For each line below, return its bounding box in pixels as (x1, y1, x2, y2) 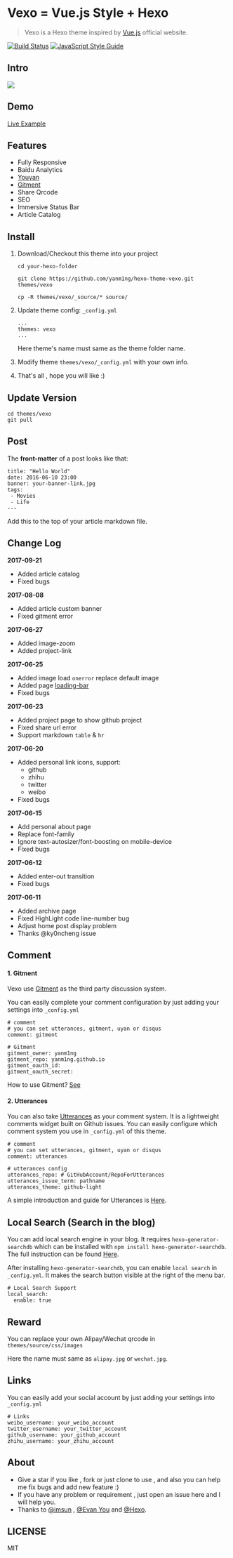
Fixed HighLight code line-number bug (17, 914, 130, 923)
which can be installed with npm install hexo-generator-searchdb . (34, 1243, 227, 1251)
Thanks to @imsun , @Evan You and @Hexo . (17, 1505, 147, 1514)
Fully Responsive (17, 158, 67, 166)
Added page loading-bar (17, 681, 89, 689)
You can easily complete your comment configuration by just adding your (7, 998, 220, 1007)
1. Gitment (7, 969, 37, 977)
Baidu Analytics (17, 166, 63, 174)
